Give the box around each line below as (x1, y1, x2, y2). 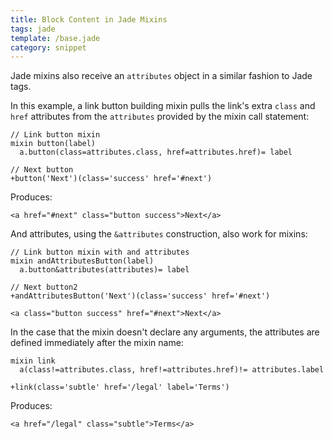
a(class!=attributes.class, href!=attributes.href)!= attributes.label (19, 365, 325, 375)
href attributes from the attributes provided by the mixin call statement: (10, 111, 310, 123)
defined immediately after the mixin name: (10, 337, 184, 349)
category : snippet (10, 42, 87, 53)
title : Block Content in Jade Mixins (10, 14, 168, 25)
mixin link (10, 356, 56, 366)
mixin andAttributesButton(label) (10, 256, 155, 266)
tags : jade (10, 24, 56, 34)
